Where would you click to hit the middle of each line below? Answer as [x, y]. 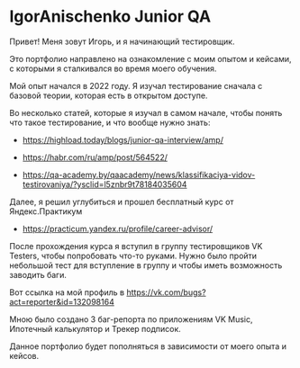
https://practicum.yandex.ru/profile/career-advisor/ [118, 229]
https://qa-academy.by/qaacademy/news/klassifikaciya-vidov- [139, 175]
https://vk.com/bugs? [166, 292]
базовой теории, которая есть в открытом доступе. [109, 95]
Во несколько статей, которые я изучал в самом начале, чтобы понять [146, 112]
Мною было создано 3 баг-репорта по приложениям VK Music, [132, 319]
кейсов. [24, 355]
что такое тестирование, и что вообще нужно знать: [110, 122]
